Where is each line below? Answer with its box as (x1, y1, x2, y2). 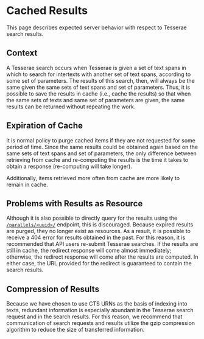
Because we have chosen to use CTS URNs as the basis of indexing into (6, 300, 188, 307)
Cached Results (6, 4, 88, 18)
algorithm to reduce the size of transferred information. (6, 326, 145, 334)
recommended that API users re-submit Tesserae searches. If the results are (6, 240, 199, 248)
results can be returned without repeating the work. (6, 103, 136, 110)
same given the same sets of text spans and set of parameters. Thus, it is (6, 83, 191, 91)
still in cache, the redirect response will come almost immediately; (6, 247, 172, 254)
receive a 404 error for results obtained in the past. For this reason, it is (6, 234, 186, 241)
